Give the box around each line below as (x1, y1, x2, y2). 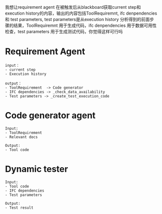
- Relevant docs (5, 135, 38, 139)
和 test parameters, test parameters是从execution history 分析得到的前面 (5, 17, 150, 22)
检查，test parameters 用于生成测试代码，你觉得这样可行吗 (5, 29, 123, 34)
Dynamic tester (5, 164, 68, 175)
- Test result (5, 205, 34, 210)
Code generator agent (5, 110, 96, 121)
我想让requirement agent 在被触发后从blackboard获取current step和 (5, 4, 141, 10)
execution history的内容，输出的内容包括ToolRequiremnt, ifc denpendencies (5, 10, 158, 16)
